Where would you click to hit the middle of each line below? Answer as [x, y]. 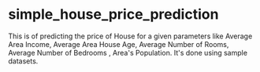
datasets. [23, 61]
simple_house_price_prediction [113, 14]
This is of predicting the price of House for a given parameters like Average [130, 36]
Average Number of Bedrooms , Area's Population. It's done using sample [128, 52]
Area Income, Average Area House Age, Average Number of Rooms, [119, 44]
